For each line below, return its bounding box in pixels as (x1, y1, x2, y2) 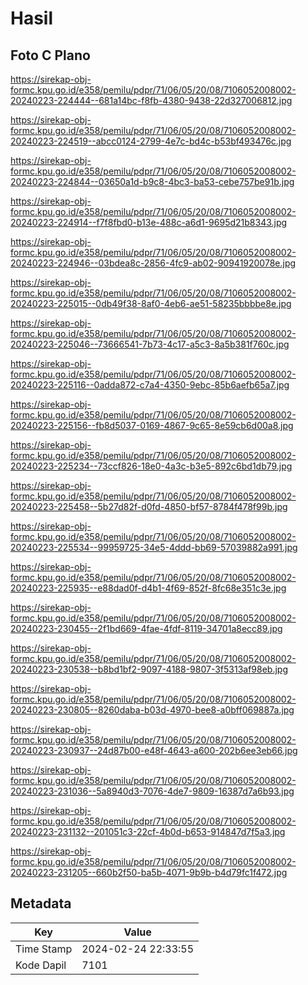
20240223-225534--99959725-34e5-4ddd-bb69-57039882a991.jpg (10, 542, 298, 553)
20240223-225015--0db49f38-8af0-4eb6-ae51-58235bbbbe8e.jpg (10, 298, 292, 309)
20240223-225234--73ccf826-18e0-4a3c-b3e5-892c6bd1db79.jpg (10, 460, 293, 472)
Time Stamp (15, 942, 73, 956)
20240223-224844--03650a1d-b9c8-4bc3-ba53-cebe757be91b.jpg (10, 176, 295, 187)
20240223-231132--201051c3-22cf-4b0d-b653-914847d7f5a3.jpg (10, 826, 286, 837)
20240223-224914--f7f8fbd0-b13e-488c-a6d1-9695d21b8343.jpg (10, 217, 288, 228)
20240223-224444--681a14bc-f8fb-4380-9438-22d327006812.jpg (10, 95, 293, 106)
